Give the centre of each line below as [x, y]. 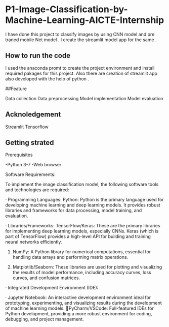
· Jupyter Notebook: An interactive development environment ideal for [78, 298]
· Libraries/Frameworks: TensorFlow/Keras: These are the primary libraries [83, 226]
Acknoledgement [33, 115]
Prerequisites [19, 155]
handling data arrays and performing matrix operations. [70, 257]
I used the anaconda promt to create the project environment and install [80, 68]
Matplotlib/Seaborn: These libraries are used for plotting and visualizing [87, 267]
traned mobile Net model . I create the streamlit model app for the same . [81, 40]
